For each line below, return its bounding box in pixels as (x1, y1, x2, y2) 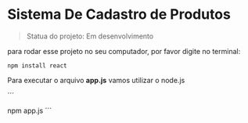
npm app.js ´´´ (7, 106, 52, 115)
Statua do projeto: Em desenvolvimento (26, 31, 154, 41)
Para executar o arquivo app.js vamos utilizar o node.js (7, 75, 185, 85)
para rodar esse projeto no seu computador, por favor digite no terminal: (7, 46, 241, 56)
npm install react (7, 61, 67, 70)
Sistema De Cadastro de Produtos (7, 5, 232, 24)
